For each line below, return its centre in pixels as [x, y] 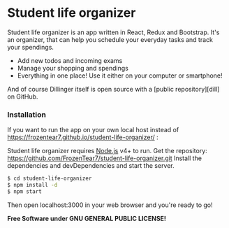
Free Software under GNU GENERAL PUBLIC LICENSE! [87, 218]
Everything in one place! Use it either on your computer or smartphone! [120, 76]
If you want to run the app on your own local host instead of [93, 130]
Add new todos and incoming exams [70, 60]
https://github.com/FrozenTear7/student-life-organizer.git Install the [105, 158]
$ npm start [24, 191]
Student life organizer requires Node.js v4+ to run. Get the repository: [107, 151]
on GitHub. [23, 97]
